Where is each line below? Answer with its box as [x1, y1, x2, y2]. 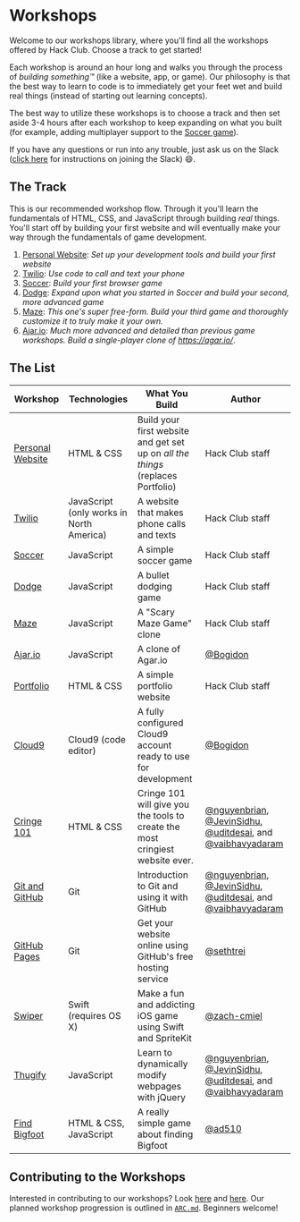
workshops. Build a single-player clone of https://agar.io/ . [21, 335, 236, 345]
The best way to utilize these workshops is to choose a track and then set [9, 107, 280, 118]
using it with [137, 891, 188, 904]
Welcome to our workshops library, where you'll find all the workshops [9, 35, 269, 46]
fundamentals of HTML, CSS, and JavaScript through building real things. [9, 212, 279, 224]
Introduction [137, 869, 189, 881]
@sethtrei [204, 945, 246, 957]
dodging [137, 580, 172, 592]
